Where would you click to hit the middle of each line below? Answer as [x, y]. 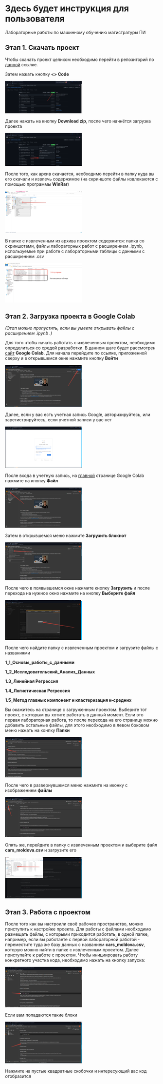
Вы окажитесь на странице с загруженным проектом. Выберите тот [76, 710]
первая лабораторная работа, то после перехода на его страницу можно [81, 720]
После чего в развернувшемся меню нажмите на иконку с [66, 785]
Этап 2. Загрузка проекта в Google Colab [70, 316]
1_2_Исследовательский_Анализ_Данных [50, 672]
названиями [18, 653]
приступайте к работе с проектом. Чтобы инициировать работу [72, 955]
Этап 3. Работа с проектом [48, 912]
